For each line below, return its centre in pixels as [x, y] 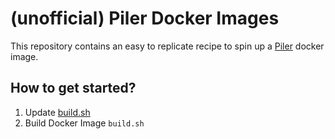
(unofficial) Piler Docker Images [145, 18]
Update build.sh [57, 112]
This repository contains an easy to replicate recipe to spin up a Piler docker [167, 46]
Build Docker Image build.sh [84, 123]
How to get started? [73, 88]
